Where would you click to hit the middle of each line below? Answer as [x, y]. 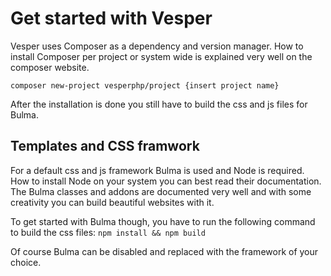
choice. [26, 262]
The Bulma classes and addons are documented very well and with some [161, 191]
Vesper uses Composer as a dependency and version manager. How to [157, 46]
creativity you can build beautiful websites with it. [112, 202]
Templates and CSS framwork [105, 146]
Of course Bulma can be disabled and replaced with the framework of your [164, 251]
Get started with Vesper [111, 18]
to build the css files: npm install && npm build [108, 232]
